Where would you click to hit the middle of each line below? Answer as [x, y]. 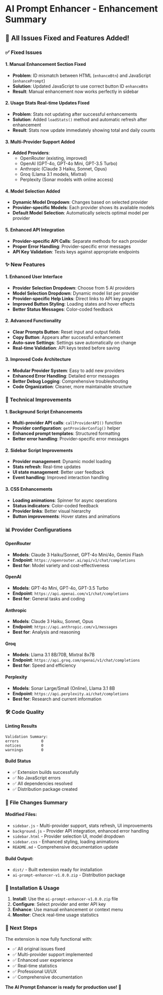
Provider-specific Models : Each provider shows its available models [83, 208]
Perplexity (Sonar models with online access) [67, 179]
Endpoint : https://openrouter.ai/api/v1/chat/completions [74, 560]
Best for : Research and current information [57, 699]
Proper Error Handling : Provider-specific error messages [72, 246]
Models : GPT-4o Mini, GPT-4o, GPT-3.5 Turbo [60, 588]
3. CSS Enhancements [29, 489]
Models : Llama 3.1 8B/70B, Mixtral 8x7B [54, 655]
